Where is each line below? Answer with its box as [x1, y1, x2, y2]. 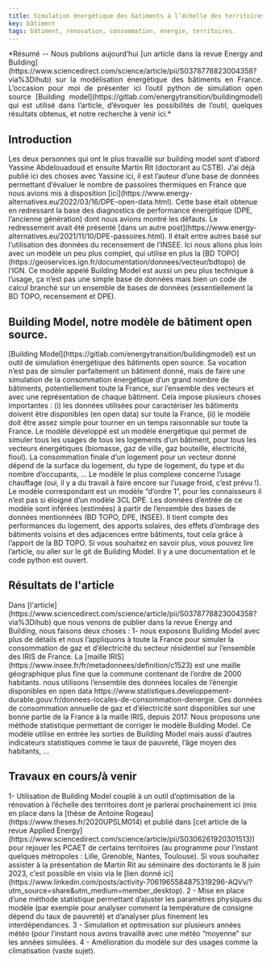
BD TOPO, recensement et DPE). [8, 292, 117, 302]
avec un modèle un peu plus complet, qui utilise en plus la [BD [8, 248, 215, 259]
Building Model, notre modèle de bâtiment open [8, 315, 252, 328]
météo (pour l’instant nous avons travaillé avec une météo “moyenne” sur [8, 928, 252, 938]
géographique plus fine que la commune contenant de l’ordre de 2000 [8, 669, 242, 678]
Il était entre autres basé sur [168, 231, 262, 241]
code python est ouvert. [8, 555, 89, 564]
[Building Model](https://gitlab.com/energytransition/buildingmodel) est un [8, 349, 256, 358]
